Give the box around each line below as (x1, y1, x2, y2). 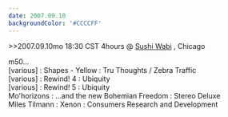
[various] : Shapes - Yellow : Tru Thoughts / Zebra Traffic (8, 65, 197, 75)
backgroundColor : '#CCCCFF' (8, 19, 102, 27)
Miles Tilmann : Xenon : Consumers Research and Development (8, 99, 218, 109)
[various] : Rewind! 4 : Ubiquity (8, 74, 110, 83)
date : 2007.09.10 (8, 11, 66, 20)
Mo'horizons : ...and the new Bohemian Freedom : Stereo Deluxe (8, 91, 221, 100)
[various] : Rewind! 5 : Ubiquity (8, 82, 110, 92)
